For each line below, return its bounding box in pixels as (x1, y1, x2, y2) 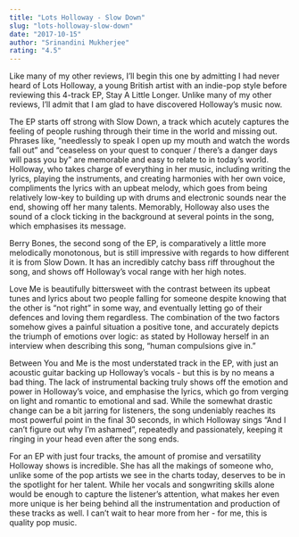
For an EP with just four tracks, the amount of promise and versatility (9, 451, 262, 462)
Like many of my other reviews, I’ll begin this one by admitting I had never (9, 70, 280, 81)
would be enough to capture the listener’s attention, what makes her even (9, 489, 279, 500)
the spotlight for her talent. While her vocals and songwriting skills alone (9, 479, 275, 491)
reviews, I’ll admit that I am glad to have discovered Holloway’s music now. (9, 99, 283, 110)
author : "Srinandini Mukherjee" (9, 37, 129, 47)
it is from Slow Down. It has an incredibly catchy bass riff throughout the (9, 257, 275, 268)
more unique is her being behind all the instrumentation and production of (9, 499, 281, 509)
